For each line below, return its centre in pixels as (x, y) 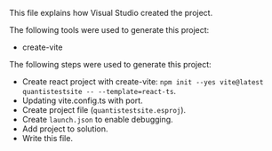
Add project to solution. (65, 129)
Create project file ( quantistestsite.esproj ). (104, 110)
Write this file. (48, 138)
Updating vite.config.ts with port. (83, 100)
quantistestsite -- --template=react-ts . (99, 91)
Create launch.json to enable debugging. (97, 119)
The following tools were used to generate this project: (109, 30)
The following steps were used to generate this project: (110, 64)
